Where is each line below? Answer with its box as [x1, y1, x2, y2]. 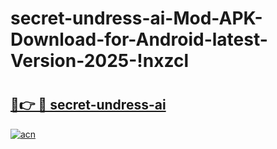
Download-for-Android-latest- [10, 28, 268, 51]
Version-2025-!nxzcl [10, 50, 189, 72]
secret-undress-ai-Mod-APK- [10, 7, 263, 30]
